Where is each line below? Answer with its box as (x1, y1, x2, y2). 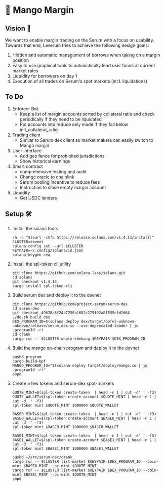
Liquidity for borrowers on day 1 (12, 73, 78, 79)
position (12, 57, 29, 63)
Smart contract (12, 163, 43, 169)
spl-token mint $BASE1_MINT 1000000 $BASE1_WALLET (12, 446, 119, 451)
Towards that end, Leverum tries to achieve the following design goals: (5, 42, 149, 48)
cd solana (12, 275, 33, 280)
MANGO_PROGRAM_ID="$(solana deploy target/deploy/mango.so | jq (12, 363, 148, 368)
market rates (12, 68, 39, 74)
